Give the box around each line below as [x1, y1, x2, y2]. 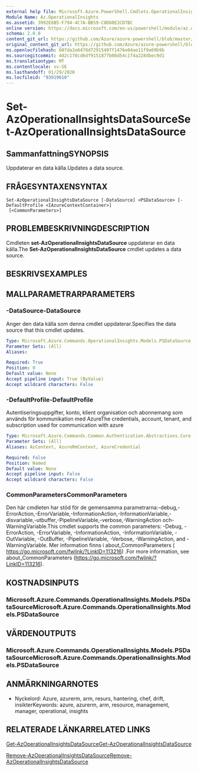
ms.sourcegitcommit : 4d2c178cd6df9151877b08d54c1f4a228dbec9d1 [6, 53, 165, 59]
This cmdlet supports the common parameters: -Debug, [47, 523, 183, 530]
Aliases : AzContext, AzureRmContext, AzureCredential [6, 444, 141, 450]
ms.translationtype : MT [6, 58, 65, 64]
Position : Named [6, 460, 46, 466]
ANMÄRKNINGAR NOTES [6, 679, 99, 689]
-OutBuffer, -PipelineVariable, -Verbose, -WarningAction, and [37, 536, 186, 543]
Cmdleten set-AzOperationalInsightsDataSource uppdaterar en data [6, 239, 175, 246]
